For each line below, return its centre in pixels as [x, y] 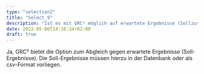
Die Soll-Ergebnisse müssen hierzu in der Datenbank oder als [116, 58]
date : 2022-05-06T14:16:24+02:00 [49, 29]
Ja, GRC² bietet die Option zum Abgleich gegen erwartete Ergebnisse [93, 52]
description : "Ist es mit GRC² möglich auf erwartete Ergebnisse [90, 23]
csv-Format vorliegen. [34, 65]
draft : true [21, 35]
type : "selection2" [31, 12]
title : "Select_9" [29, 18]
